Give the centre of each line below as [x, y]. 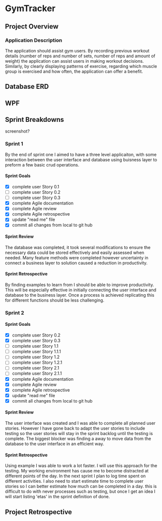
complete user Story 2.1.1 [37, 373]
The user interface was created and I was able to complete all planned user [80, 423]
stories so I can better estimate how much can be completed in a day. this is [81, 487]
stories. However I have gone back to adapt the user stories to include [75, 428]
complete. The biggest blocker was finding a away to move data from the [78, 439]
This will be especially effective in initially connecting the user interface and [81, 290]
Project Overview [32, 26]
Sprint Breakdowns [35, 120]
